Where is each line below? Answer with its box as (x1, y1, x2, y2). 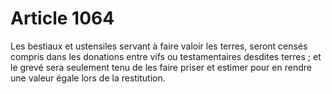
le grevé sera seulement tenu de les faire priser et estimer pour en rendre (10, 61, 312, 73)
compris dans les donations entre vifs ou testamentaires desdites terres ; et (10, 50, 322, 62)
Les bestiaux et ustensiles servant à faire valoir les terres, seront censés (10, 40, 308, 52)
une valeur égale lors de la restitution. (10, 72, 166, 84)
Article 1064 (10, 7, 115, 30)
